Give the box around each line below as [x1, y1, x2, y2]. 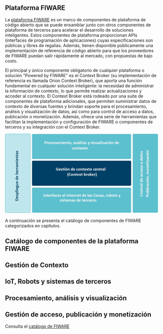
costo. [5, 58, 18, 64]
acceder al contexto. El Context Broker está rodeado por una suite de [5, 93, 144, 99]
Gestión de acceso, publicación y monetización [5, 310, 151, 319]
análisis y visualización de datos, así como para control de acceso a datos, [5, 109, 154, 114]
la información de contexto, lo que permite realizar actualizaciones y [5, 88, 142, 94]
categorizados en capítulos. [5, 223, 61, 229]
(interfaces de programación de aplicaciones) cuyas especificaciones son [5, 37, 153, 43]
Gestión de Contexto [5, 261, 69, 269]
